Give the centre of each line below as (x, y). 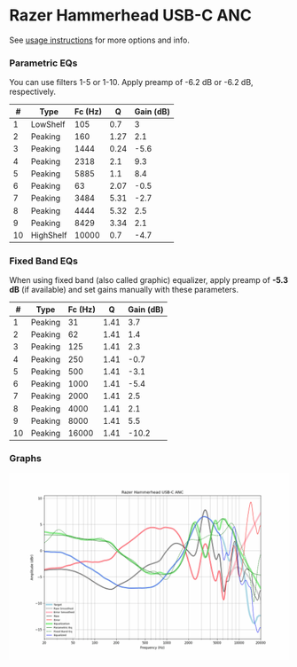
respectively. (32, 92)
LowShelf (48, 124)
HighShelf (49, 235)
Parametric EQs (43, 63)
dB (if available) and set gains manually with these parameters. (124, 290)
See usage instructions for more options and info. (100, 40)
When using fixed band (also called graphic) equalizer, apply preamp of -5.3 (148, 280)
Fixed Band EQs (43, 261)
